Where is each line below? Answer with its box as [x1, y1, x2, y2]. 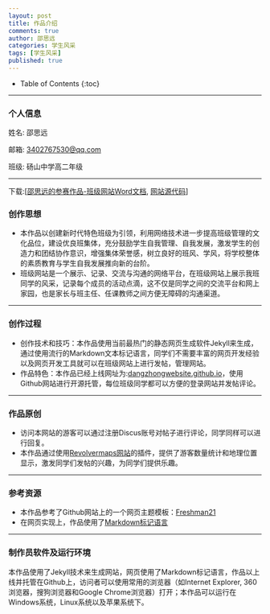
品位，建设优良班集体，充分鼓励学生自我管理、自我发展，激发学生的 [27, 238, 253, 248]
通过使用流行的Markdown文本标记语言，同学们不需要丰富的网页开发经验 [19, 348, 260, 358]
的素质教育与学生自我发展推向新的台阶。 [19, 258, 154, 268]
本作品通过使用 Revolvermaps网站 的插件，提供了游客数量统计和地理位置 [19, 448, 258, 458]
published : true [8, 57, 63, 65]
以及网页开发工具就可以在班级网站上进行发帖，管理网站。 [19, 358, 211, 368]
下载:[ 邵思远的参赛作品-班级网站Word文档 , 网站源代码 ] [8, 187, 189, 196]
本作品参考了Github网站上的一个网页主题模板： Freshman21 [19, 508, 216, 517]
